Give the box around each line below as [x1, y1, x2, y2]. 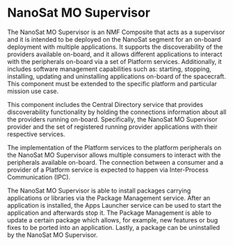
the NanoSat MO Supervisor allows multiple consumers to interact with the [7, 151, 221, 159]
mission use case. [7, 87, 59, 95]
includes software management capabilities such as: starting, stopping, [7, 65, 212, 73]
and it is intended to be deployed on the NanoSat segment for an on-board [7, 35, 221, 43]
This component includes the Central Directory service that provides [7, 100, 204, 108]
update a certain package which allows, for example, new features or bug [7, 215, 218, 224]
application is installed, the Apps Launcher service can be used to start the [7, 201, 222, 209]
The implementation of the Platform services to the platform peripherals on [7, 143, 222, 151]
